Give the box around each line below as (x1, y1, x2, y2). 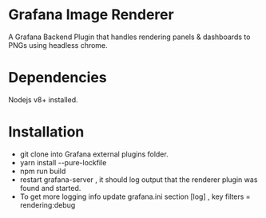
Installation (8, 123, 85, 141)
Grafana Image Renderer (8, 6, 174, 24)
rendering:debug (19, 200, 76, 209)
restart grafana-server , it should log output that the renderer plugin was (19, 174, 258, 184)
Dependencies (8, 69, 107, 87)
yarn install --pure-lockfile (19, 157, 107, 167)
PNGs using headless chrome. (8, 40, 108, 50)
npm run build (19, 166, 66, 176)
